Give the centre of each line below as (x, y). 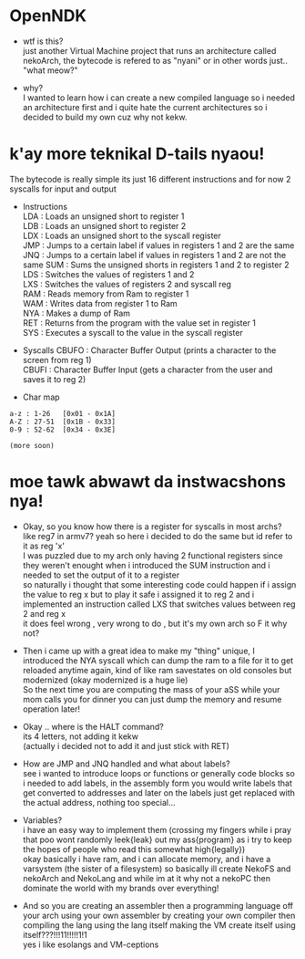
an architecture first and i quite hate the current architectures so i (145, 107)
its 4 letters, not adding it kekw (81, 736)
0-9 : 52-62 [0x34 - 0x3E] (63, 430)
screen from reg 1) (57, 360)
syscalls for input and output (63, 189)
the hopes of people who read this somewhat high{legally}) (134, 849)
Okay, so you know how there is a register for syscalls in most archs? (152, 526)
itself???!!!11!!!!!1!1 (55, 934)
